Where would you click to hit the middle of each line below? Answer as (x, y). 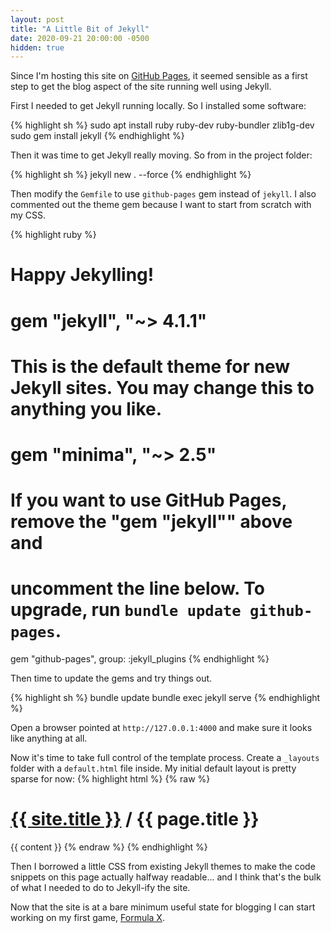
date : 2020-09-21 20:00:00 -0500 (80, 38)
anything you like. (86, 408)
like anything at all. (49, 738)
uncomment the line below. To (137, 588)
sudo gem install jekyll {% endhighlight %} (97, 136)
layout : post (37, 19)
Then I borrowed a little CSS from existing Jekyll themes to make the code (163, 867)
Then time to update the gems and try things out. (111, 678)
